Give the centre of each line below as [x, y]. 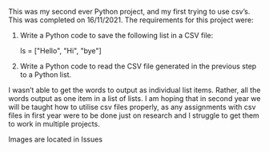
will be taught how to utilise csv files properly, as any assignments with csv [132, 107]
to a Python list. [46, 74]
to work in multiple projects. [54, 124]
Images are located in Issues [55, 139]
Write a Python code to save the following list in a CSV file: [116, 35]
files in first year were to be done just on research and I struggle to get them [134, 115]
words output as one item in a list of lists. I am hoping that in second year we [134, 98]
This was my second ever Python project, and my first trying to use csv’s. [129, 12]
